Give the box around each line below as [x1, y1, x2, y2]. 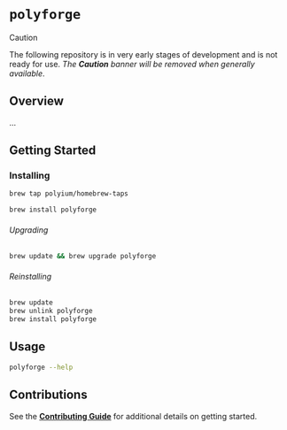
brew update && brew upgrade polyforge [9, 252, 157, 261]
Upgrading [9, 224, 49, 235]
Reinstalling [9, 271, 52, 281]
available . [9, 68, 46, 79]
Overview [9, 94, 65, 109]
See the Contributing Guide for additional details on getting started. [9, 411, 258, 421]
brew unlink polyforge [9, 307, 93, 316]
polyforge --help [9, 363, 74, 372]
